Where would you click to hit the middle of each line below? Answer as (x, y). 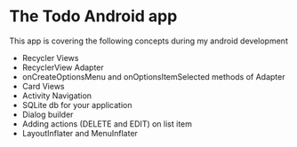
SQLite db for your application (77, 104)
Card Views (43, 86)
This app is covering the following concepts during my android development (149, 41)
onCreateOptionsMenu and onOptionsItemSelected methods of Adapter (153, 76)
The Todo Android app (93, 16)
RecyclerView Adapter (63, 67)
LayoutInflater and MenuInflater (80, 133)
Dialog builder (48, 114)
